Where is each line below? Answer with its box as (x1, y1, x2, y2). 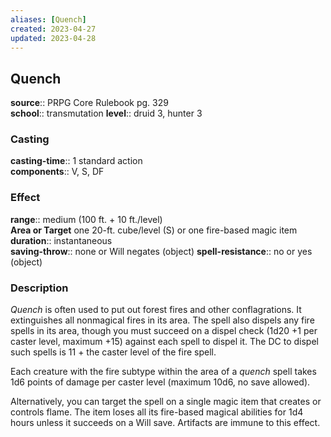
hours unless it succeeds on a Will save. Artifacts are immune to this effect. (10, 417, 321, 429)
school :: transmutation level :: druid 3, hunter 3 (10, 107, 203, 120)
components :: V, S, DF (10, 166, 105, 178)
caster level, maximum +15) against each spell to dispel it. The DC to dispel (10, 336, 319, 348)
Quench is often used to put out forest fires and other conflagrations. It (10, 304, 302, 316)
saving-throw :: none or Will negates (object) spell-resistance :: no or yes (10, 245, 313, 257)
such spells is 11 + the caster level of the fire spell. (10, 346, 217, 358)
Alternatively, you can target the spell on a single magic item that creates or (10, 396, 322, 408)
